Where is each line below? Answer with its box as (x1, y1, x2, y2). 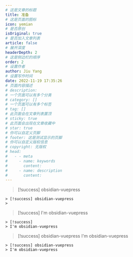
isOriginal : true (5, 31, 42, 36)
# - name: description (5, 168, 62, 173)
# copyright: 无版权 (5, 144, 47, 150)
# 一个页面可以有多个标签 (5, 102, 52, 107)
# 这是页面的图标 (5, 17, 37, 22)
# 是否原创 (5, 26, 25, 31)
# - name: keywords (5, 158, 56, 164)
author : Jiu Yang (5, 69, 42, 74)
